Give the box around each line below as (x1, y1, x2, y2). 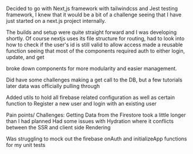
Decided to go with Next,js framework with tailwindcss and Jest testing (6, 5, 178, 12)
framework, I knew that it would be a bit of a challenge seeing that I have (6, 11, 182, 18)
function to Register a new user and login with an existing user (6, 100, 157, 107)
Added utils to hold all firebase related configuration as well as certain (6, 94, 175, 101)
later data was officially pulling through (6, 83, 100, 90)
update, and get (6, 54, 45, 60)
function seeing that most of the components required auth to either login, (6, 47, 185, 54)
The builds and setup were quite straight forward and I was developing (6, 29, 177, 36)
